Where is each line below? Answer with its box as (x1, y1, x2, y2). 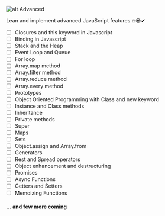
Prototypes (14, 89, 42, 96)
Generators (14, 149, 43, 156)
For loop (14, 56, 35, 63)
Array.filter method (14, 69, 61, 76)
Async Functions (14, 176, 56, 183)
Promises (14, 169, 38, 176)
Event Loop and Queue (14, 49, 71, 56)
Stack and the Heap (14, 42, 63, 50)
